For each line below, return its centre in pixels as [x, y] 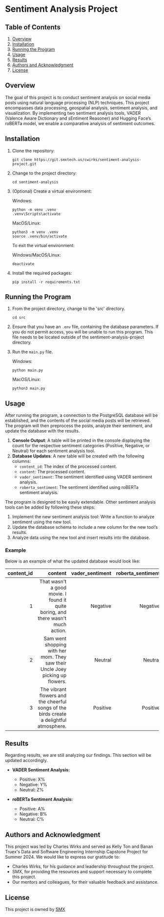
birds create [53, 713]
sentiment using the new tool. [42, 522]
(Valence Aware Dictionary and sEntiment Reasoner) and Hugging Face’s [78, 118]
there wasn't [52, 618]
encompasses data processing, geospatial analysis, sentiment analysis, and [81, 108]
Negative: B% [33, 814]
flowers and [53, 695]
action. [59, 630]
